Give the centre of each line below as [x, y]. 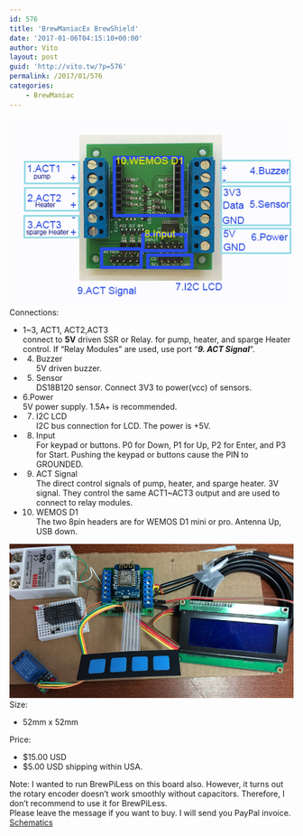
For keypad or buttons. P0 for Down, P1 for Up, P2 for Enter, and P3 [161, 445]
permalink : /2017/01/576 [56, 77]
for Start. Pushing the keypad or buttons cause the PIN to [142, 455]
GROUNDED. [60, 464]
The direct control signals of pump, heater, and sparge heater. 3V [157, 484]
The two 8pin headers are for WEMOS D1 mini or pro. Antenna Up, [159, 522]
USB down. [57, 532]
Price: [20, 739]
